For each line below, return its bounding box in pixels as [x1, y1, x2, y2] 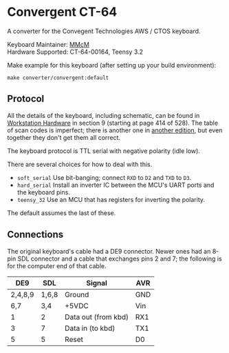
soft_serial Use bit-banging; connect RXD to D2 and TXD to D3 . [17, 173, 192, 181]
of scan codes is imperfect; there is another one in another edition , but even [7, 125, 223, 134]
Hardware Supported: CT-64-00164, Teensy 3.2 [7, 48, 143, 56]
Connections [7, 229, 64, 241]
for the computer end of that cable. [7, 261, 107, 270]
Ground [65, 290, 89, 299]
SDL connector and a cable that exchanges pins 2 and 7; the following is [17, 254, 222, 263]
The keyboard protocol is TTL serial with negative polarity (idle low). [7, 146, 201, 155]
